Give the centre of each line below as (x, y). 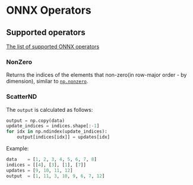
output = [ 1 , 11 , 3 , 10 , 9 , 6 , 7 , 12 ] (56, 176)
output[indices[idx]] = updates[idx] (64, 137)
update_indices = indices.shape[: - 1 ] (53, 126)
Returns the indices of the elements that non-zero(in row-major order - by (96, 75)
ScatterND (22, 97)
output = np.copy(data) (36, 120)
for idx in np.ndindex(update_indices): (57, 131)
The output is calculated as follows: (50, 109)
